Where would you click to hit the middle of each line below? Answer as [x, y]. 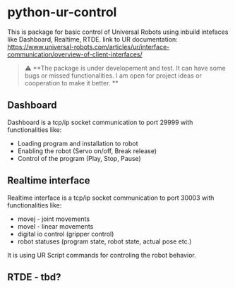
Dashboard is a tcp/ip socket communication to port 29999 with [100, 122]
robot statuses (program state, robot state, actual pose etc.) [104, 241]
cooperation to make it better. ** [71, 83]
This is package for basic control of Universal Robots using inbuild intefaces [118, 32]
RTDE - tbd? [34, 277]
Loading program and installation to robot [78, 143]
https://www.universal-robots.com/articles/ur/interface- [89, 47]
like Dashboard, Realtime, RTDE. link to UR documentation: [92, 39]
